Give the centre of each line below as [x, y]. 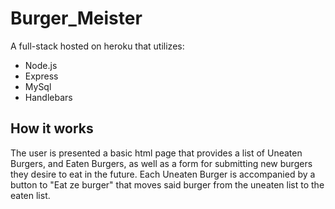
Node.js [41, 65]
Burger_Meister [76, 18]
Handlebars [48, 97]
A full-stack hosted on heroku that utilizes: [97, 46]
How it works [52, 128]
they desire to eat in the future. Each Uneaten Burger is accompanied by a [163, 174]
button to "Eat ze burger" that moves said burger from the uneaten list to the [167, 184]
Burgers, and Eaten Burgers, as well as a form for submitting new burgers [161, 163]
